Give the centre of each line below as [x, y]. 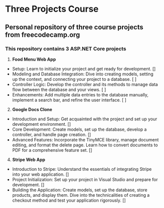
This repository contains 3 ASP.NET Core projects [66, 48]
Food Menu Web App [34, 59]
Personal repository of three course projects [74, 27]
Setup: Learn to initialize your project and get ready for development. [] [84, 69]
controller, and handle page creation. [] [52, 134]
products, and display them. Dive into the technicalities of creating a [81, 195]
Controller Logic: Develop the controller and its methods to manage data [85, 84]
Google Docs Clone [32, 109]
